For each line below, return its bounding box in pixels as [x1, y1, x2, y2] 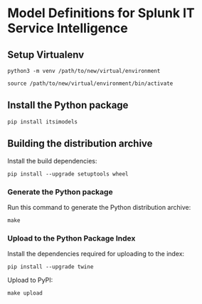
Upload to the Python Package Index [7, 233, 136, 243]
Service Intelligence [7, 20, 128, 36]
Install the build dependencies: [7, 156, 97, 165]
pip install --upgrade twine [7, 263, 94, 270]
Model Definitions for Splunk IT [7, 5, 196, 21]
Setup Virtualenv [7, 49, 85, 61]
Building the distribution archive [7, 138, 153, 150]
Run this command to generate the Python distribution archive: [7, 203, 191, 211]
